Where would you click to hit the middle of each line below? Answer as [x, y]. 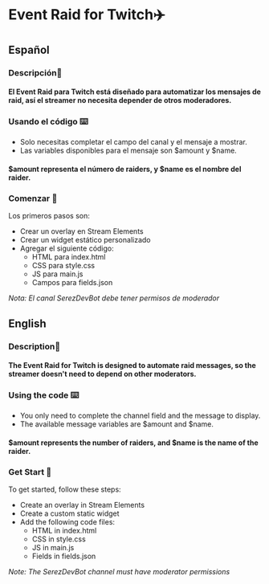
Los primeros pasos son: [49, 216]
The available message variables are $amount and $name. [117, 424]
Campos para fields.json [72, 283]
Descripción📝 [35, 72]
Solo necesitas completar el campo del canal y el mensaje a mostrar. [133, 142]
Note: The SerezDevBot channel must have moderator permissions [119, 572]
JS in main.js [53, 548]
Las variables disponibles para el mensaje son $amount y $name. [128, 151]
